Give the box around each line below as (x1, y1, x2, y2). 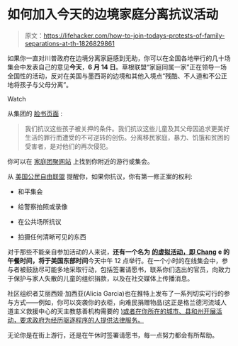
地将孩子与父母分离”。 (7, 80, 73, 89)
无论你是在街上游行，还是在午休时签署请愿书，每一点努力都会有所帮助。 (7, 330, 218, 339)
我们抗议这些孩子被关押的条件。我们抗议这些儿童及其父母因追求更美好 (24, 124, 230, 133)
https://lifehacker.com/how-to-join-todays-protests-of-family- (43, 31, 225, 40)
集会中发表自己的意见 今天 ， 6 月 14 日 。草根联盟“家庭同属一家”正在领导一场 (7, 62, 227, 71)
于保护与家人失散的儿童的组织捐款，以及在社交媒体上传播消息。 (7, 274, 193, 282)
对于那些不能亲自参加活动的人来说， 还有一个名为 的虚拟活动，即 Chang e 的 (7, 247, 230, 256)
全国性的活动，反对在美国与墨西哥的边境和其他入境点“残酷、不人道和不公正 (7, 72, 228, 80)
